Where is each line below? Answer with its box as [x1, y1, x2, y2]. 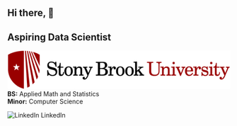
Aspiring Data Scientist [7, 31, 112, 43]
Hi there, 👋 [7, 7, 54, 19]
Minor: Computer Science [7, 97, 83, 105]
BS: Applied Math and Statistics [7, 89, 100, 98]
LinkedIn [40, 110, 66, 119]
